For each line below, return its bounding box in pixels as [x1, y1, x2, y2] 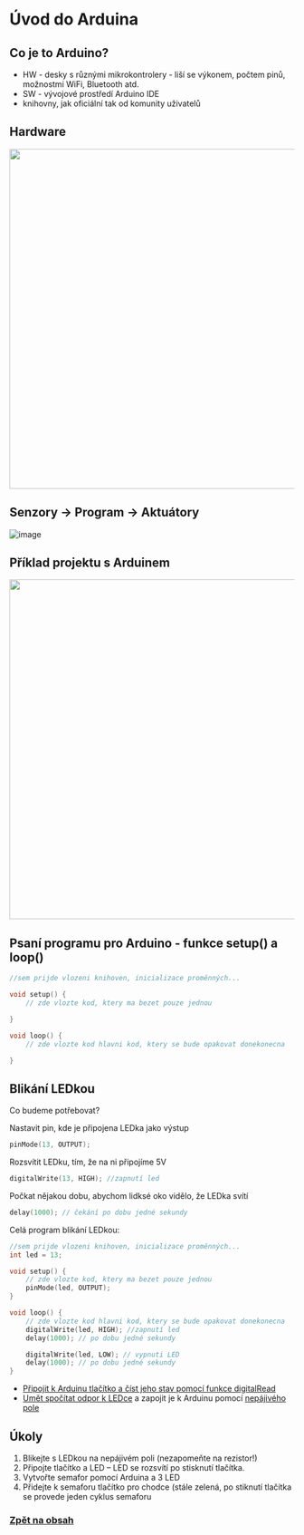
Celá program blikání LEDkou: [9, 1224, 120, 1235]
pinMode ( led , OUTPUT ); [25, 1283, 111, 1293]
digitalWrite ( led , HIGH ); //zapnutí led [25, 1325, 180, 1334]
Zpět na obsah [9, 1513, 74, 1526]
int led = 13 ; [9, 1250, 63, 1260]
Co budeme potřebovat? [9, 1105, 100, 1116]
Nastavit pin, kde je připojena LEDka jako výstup [9, 1123, 190, 1134]
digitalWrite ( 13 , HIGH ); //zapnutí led [9, 1174, 160, 1183]
